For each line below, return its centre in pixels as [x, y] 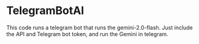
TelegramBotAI [45, 11]
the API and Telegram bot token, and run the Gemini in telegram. [87, 34]
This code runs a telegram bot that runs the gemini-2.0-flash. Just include [99, 28]
